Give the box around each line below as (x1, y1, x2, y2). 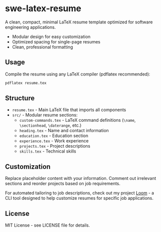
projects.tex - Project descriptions (19, 143, 90, 149)
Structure (5, 94, 35, 102)
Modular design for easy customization (12, 34, 91, 39)
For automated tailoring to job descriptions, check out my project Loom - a (5, 190, 154, 196)
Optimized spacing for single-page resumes (12, 39, 101, 44)
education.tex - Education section (19, 133, 89, 139)
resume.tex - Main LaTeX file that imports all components (12, 107, 126, 113)
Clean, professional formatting (12, 44, 73, 50)
